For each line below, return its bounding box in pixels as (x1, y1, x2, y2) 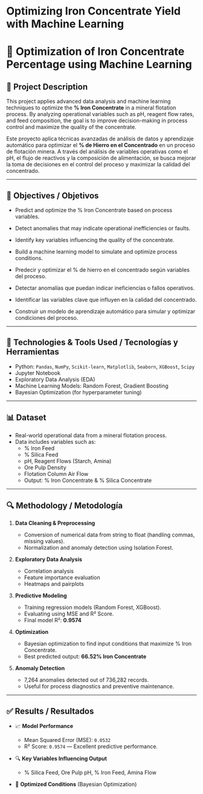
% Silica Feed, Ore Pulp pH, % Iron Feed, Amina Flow (24, 769, 157, 776)
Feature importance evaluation (24, 574, 101, 581)
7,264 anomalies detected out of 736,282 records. (24, 676, 149, 684)
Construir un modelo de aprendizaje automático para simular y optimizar (14, 308, 196, 315)
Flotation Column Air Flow (24, 470, 89, 477)
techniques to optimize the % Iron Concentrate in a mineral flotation (6, 104, 176, 111)
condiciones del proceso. (14, 314, 79, 321)
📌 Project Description (6, 82, 88, 92)
